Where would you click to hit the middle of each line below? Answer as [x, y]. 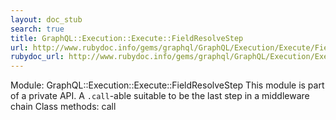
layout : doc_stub [46, 19]
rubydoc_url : [37, 57]
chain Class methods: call [63, 107]
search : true [37, 29]
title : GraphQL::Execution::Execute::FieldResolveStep [127, 38]
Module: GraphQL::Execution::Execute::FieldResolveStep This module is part [167, 85]
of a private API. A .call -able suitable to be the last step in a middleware [160, 96]
